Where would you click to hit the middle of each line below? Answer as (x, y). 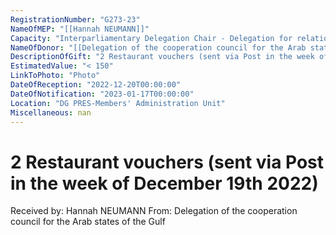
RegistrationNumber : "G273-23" (75, 19)
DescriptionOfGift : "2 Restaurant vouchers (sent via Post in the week (162, 57)
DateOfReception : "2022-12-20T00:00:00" (96, 85)
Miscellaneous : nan (51, 112)
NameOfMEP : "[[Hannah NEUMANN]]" (80, 29)
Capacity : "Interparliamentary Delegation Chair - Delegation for (151, 38)
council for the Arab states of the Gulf (88, 222)
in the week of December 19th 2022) (164, 183)
